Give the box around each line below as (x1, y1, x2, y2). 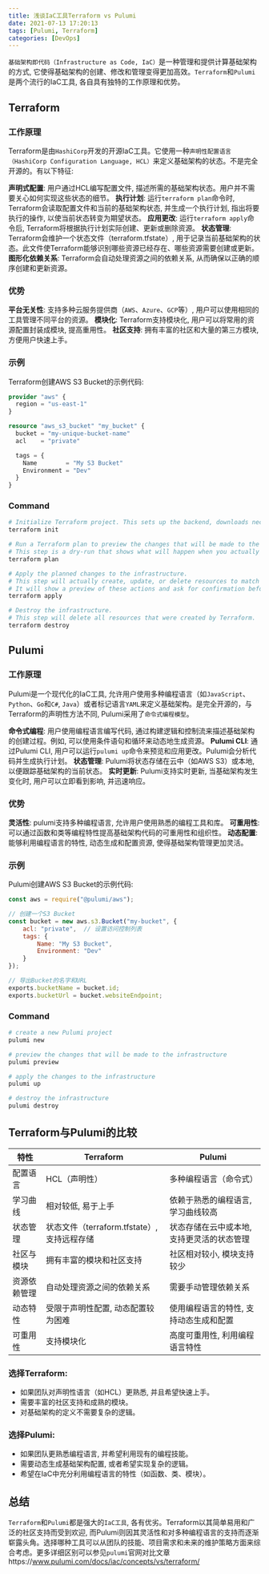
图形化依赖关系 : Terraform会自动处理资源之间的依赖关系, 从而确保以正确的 (8, 253, 253, 263)
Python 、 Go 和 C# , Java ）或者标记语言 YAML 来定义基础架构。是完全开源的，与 (8, 699, 252, 708)
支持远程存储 (46, 1233, 94, 1245)
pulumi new (8, 1035, 45, 1044)
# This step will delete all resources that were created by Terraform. (8, 614, 256, 622)
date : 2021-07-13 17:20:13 (8, 19, 98, 27)
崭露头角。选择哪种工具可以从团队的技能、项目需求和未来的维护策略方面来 (8, 1538, 254, 1548)
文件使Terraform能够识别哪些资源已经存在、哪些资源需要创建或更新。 (29, 243, 259, 252)
